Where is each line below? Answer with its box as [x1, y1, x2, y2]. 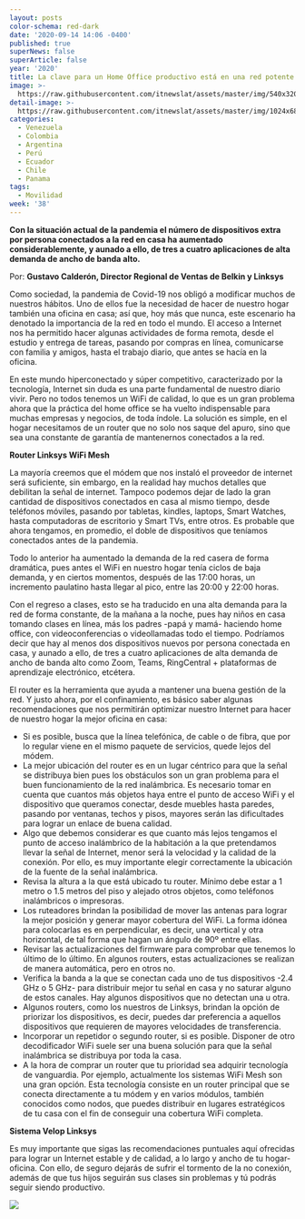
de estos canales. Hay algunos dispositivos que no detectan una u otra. [22, 992, 290, 1002]
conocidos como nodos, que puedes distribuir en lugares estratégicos [22, 1098, 286, 1109]
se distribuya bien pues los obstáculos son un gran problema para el [22, 770, 280, 781]
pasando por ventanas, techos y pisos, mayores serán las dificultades [22, 808, 284, 819]
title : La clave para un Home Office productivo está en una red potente [9, 73, 295, 82]
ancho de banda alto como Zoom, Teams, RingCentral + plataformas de [9, 657, 277, 668]
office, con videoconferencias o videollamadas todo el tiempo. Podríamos [9, 628, 285, 639]
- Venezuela [17, 124, 64, 133]
